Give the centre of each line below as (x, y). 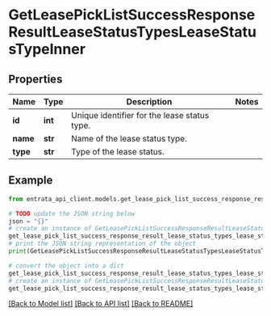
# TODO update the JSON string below (72, 213)
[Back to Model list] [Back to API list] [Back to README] (101, 304)
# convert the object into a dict (67, 265)
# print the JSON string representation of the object (102, 244)
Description (149, 101)
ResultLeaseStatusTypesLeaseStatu (132, 32)
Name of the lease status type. (129, 139)
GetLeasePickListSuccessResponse (132, 15)
